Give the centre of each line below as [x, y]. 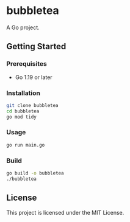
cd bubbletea [23, 111]
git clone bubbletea [33, 105]
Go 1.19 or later [34, 77]
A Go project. [23, 27]
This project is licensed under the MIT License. [65, 212]
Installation [23, 93]
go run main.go [26, 145]
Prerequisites [27, 64]
